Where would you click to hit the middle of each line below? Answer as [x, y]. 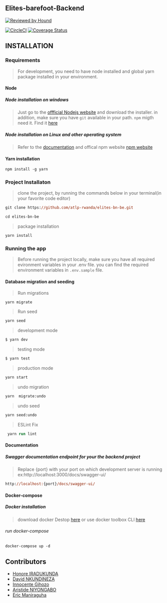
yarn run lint [22, 434]
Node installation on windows [37, 100]
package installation [38, 226]
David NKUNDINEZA [34, 579]
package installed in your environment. [58, 76]
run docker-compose [27, 531]
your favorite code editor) [44, 199]
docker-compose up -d [28, 546]
